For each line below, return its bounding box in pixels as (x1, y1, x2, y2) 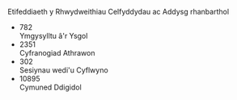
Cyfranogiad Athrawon (19, 48, 95, 57)
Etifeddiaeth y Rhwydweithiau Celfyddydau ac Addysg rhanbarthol (7, 7, 230, 16)
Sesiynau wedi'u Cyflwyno (19, 65, 108, 75)
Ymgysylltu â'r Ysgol (19, 31, 88, 40)
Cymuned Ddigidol (19, 82, 82, 92)
